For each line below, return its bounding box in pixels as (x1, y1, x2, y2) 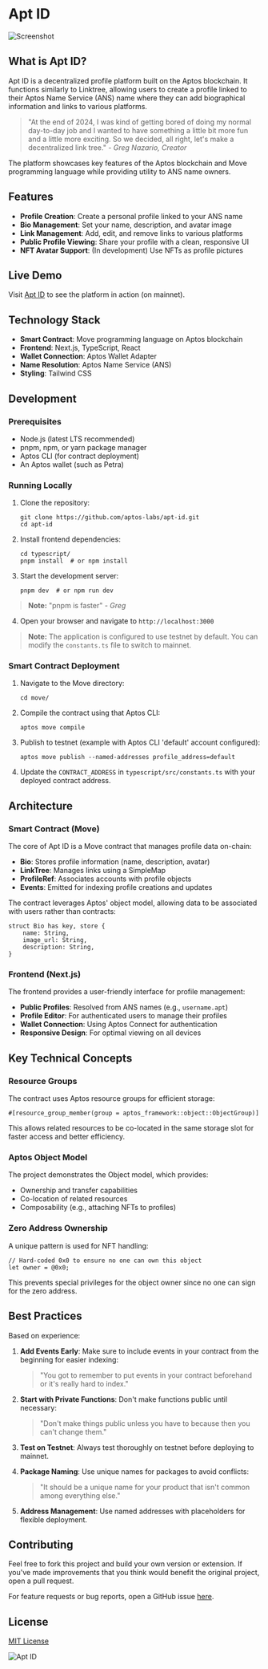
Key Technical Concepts (8, 1051, 133, 1065)
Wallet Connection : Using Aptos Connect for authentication (19, 1020, 218, 1029)
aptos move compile (19, 724, 86, 732)
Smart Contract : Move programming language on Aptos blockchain (19, 335, 243, 344)
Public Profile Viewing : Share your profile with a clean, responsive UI (19, 237, 250, 246)
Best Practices (8, 1310, 82, 1323)
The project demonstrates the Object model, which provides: (8, 1170, 209, 1180)
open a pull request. (8, 1576, 74, 1586)
